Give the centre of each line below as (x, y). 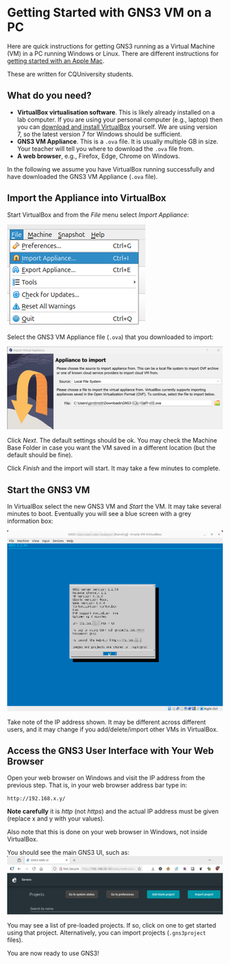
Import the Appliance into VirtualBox (87, 198)
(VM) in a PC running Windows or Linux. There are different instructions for (113, 54)
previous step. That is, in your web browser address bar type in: (97, 785)
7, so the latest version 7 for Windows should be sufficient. (100, 134)
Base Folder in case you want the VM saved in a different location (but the (111, 448)
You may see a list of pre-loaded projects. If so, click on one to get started (112, 925)
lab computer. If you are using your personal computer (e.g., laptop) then (120, 119)
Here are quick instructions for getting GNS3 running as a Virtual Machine (111, 46)
